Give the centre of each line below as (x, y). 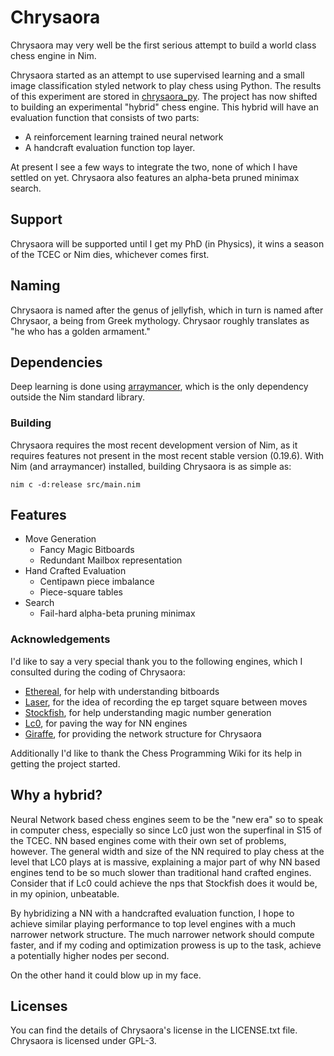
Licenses (39, 1006)
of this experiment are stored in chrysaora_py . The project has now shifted (164, 96)
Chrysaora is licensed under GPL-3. (83, 1041)
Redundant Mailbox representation (111, 560)
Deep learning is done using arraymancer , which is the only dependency (159, 387)
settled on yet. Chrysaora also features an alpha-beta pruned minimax (155, 177)
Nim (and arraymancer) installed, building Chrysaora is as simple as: (151, 466)
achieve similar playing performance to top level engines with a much (153, 923)
